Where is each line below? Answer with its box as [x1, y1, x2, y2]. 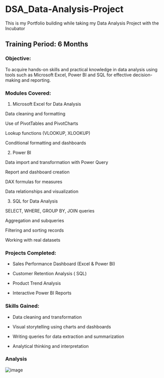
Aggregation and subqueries [5, 217, 64, 224]
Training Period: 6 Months [5, 40, 89, 49]
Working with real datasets [5, 237, 61, 243]
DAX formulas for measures [5, 178, 63, 184]
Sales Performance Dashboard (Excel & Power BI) [12, 261, 115, 267]
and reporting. [21, 77, 51, 83]
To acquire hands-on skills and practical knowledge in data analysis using [5, 66, 158, 72]
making [5, 77, 21, 83]
